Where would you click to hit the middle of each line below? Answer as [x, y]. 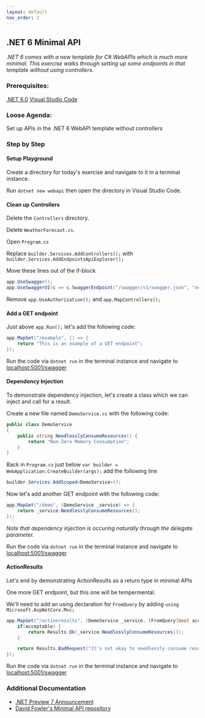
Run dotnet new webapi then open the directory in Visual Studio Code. [94, 190]
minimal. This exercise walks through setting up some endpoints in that [96, 63]
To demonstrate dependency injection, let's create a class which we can [97, 395]
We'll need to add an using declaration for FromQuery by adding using [93, 604]
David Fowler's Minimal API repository [63, 708]
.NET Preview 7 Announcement [54, 702]
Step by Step [26, 144]
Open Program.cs [28, 242]
